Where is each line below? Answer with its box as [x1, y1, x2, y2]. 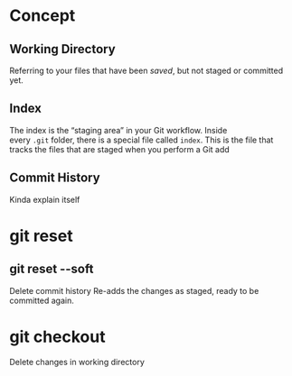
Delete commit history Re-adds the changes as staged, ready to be [9, 285, 259, 296]
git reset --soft [9, 261, 94, 277]
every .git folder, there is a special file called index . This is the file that [9, 134, 274, 145]
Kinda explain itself [9, 194, 80, 205]
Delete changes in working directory [9, 356, 145, 367]
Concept [9, 5, 76, 26]
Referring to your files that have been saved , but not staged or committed [9, 65, 284, 76]
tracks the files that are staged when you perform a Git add [9, 143, 231, 154]
